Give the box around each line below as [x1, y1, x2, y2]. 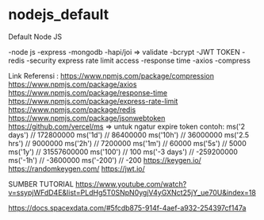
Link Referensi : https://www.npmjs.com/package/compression [8, 71, 214, 80]
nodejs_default [8, 6, 109, 24]
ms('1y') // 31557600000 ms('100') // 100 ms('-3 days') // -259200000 [8, 147, 238, 156]
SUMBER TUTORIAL [8, 179, 74, 188]
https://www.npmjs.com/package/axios [8, 79, 137, 89]
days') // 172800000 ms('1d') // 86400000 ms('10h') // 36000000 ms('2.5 [8, 129, 250, 140]
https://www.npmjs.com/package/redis [8, 105, 136, 114]
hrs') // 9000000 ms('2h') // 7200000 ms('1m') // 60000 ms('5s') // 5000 [8, 138, 247, 148]
